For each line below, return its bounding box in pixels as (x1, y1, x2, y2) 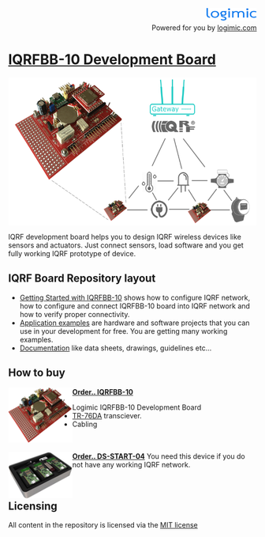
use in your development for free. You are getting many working (19, 326, 228, 335)
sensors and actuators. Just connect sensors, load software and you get (8, 240, 244, 250)
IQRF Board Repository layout (8, 272, 156, 286)
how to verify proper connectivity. (19, 309, 130, 319)
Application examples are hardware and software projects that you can (19, 318, 250, 327)
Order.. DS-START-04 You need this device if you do (72, 451, 246, 461)
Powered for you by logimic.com (151, 23, 257, 32)
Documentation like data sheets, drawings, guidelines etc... (19, 343, 212, 353)
